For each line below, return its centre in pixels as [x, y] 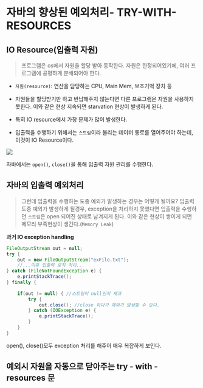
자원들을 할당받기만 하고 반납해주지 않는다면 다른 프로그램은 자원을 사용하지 [105, 99]
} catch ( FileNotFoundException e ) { [54, 271]
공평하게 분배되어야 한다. [72, 73]
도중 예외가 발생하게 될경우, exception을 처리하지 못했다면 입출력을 [101, 209]
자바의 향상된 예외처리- [60, 12]
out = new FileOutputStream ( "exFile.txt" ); [73, 260]
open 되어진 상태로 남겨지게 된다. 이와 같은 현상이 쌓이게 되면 [119, 216]
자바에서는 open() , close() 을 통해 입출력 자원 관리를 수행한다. [80, 164]
